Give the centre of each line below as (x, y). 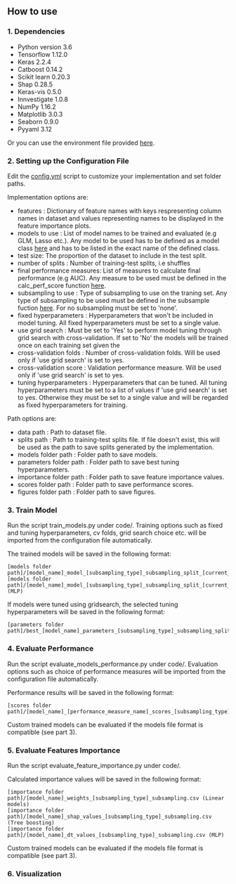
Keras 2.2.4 (34, 62)
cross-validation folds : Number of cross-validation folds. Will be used (119, 352)
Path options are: (32, 418)
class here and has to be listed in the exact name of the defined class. (118, 248)
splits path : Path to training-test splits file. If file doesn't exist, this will (118, 439)
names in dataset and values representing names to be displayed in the (120, 218)
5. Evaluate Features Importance (64, 750)
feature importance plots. (54, 226)
